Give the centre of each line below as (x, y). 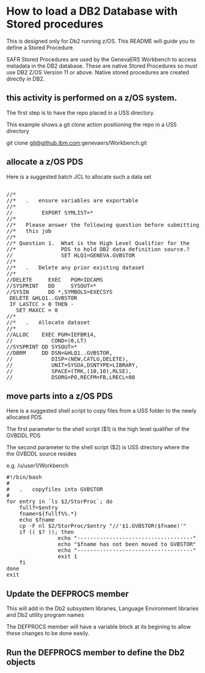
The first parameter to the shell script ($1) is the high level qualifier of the (98, 429)
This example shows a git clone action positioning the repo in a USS (92, 124)
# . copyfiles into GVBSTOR (55, 490)
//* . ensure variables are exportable (72, 200)
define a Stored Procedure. (40, 48)
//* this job (29, 231)
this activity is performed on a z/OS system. (92, 98)
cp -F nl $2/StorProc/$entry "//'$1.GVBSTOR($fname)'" (103, 526)
